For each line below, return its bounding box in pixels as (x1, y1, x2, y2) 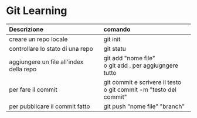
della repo (9, 65, 37, 73)
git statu (103, 44, 126, 53)
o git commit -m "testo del (103, 85, 177, 93)
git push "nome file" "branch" (103, 102, 185, 110)
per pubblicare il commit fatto (9, 102, 90, 110)
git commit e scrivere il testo (103, 78, 182, 86)
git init (103, 35, 121, 43)
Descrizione (9, 25, 44, 33)
